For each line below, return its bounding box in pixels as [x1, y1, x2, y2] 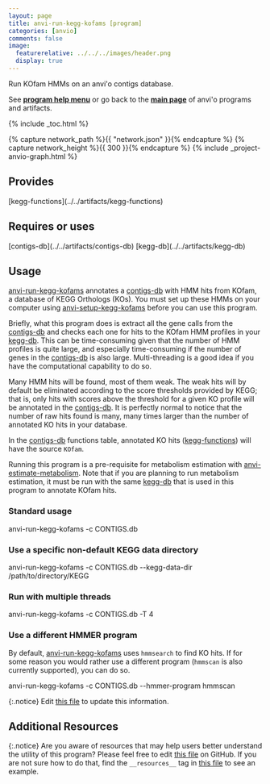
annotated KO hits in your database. [8, 420, 127, 430]
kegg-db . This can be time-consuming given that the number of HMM [8, 336, 240, 345]
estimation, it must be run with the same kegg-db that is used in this [8, 477, 235, 486]
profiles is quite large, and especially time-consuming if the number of [8, 344, 242, 354]
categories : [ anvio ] [8, 27, 78, 35]
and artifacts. [8, 102, 52, 113]
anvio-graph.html [8, 151, 66, 161]
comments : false [8, 34, 63, 43]
